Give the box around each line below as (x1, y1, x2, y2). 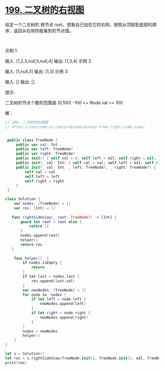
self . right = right (24, 178, 64, 184)
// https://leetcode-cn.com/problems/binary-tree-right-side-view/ (5, 124, 145, 129)
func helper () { (14, 256, 49, 261)
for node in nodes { (22, 292, 67, 297)
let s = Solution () (5, 351, 45, 356)
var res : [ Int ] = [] (14, 205, 56, 211)
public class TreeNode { (7, 138, 58, 143)
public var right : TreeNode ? (16, 151, 76, 156)
